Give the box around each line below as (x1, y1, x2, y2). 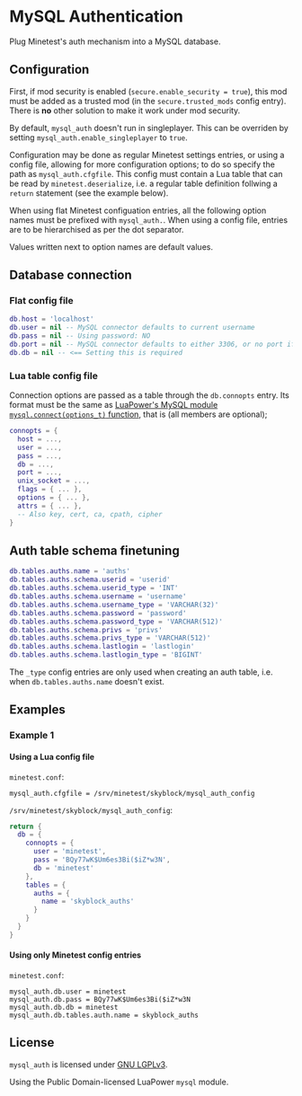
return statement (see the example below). (9, 187, 169, 199)
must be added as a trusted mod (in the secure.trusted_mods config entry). (9, 95, 287, 106)
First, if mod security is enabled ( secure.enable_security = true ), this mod (9, 85, 288, 96)
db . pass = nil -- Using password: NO (9, 331, 151, 340)
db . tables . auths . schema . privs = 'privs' (9, 625, 164, 634)
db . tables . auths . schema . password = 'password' (9, 608, 187, 617)
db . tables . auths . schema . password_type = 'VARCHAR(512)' (9, 617, 223, 626)
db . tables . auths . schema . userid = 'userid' (9, 575, 171, 585)
